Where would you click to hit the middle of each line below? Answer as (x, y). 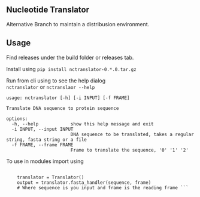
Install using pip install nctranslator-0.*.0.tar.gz (71, 69)
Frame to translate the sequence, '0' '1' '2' (129, 150)
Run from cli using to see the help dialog (56, 81)
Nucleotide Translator (48, 10)
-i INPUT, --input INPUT (43, 129)
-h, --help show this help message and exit (83, 124)
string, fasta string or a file (46, 140)
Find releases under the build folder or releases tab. (70, 57)
